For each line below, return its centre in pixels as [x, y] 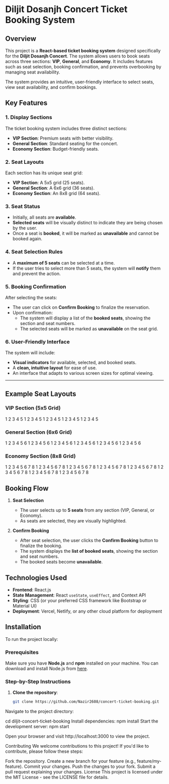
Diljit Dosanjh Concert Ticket [66, 9]
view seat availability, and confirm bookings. [51, 87]
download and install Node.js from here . [47, 669]
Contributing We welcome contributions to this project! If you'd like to [77, 746]
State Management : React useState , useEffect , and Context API [79, 595]
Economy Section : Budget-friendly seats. [56, 149]
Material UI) [25, 606]
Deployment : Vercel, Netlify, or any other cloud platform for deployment [87, 611]
